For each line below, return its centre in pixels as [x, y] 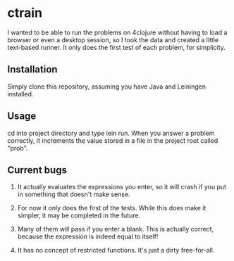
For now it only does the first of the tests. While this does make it [112, 208]
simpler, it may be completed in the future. [79, 215]
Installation [32, 69]
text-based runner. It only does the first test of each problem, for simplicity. [116, 47]
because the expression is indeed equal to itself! [88, 236]
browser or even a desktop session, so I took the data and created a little [113, 39]
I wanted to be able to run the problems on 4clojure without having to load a [117, 32]
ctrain [25, 13]
